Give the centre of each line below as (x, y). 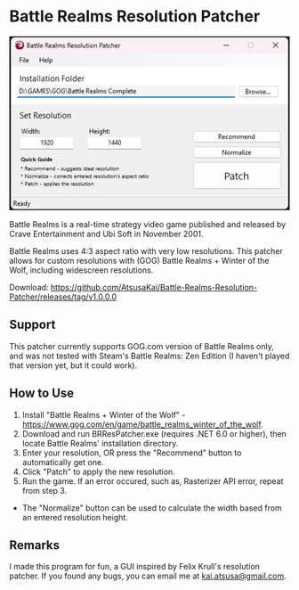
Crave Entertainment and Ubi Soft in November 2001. (106, 234)
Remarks (35, 545)
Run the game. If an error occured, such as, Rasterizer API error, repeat (153, 481)
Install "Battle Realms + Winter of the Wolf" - (104, 414)
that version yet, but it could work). (73, 365)
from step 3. (44, 490)
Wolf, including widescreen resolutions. (81, 270)
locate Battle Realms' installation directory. (100, 443)
